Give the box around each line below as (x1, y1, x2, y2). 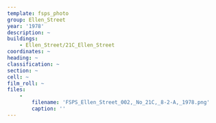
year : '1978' (7, 23, 45, 29)
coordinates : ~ (7, 49, 51, 55)
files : (7, 86, 26, 93)
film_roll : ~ (7, 80, 45, 87)
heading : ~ (7, 55, 38, 61)
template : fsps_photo (7, 10, 69, 17)
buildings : (7, 36, 38, 42)
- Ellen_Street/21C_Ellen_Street (19, 42, 115, 49)
